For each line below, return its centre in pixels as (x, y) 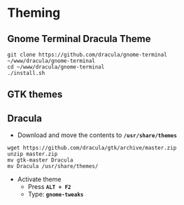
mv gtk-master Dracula (40, 160)
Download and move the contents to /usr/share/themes (97, 135)
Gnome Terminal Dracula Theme (79, 39)
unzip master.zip (33, 154)
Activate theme (39, 179)
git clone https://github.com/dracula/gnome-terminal (87, 55)
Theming (34, 13)
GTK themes (35, 95)
